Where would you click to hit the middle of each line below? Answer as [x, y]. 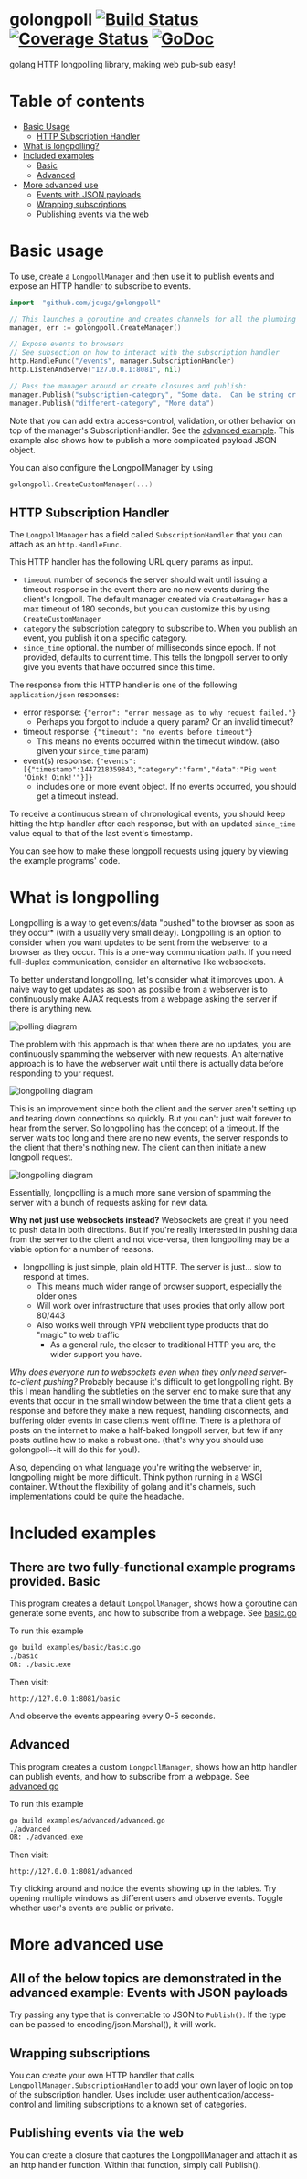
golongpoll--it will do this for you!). [75, 1450]
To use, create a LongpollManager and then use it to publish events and [142, 276]
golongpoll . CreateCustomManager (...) [81, 484]
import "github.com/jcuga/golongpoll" [85, 303]
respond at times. [56, 1277]
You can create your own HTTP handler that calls [102, 2076]
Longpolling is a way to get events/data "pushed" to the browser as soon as [152, 923]
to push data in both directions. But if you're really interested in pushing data [153, 1230]
